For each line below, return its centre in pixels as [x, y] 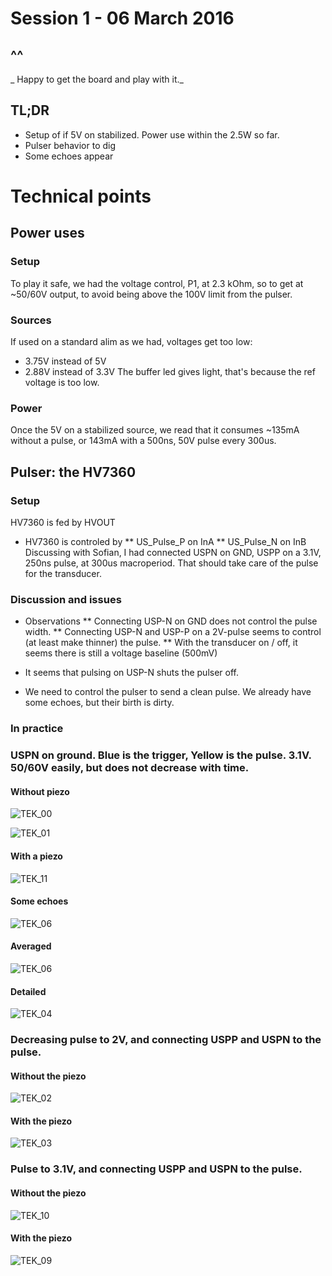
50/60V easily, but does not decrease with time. [130, 768]
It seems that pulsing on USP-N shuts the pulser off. [131, 673]
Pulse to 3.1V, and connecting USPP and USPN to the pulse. [156, 1169]
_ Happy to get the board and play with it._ [97, 79]
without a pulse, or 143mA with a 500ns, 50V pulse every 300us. [143, 441]
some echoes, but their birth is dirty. [99, 703]
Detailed [28, 991]
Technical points [81, 196]
